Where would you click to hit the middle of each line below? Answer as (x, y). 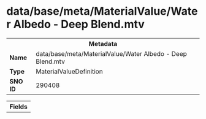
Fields (18, 107)
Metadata (103, 44)
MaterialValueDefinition (69, 71)
